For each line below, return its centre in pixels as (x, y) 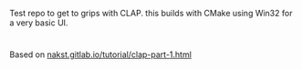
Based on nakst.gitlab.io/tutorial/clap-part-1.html (100, 54)
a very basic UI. (39, 23)
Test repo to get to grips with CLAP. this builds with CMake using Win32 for (151, 13)
